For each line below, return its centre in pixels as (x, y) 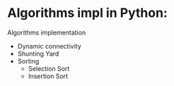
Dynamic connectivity (49, 46)
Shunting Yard (38, 54)
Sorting (28, 61)
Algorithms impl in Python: (87, 13)
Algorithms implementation (47, 32)
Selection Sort (49, 68)
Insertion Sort (48, 76)
